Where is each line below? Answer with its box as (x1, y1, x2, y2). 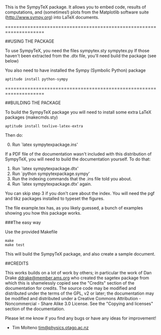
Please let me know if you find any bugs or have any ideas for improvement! (5, 315, 156, 321)
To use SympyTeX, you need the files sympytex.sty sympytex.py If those (5, 48, 150, 53)
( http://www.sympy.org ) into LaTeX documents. (5, 15, 100, 20)
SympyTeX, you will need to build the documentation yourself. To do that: (5, 156, 151, 162)
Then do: (5, 132, 23, 138)
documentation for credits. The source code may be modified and (5, 286, 136, 291)
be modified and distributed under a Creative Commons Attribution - (5, 296, 141, 301)
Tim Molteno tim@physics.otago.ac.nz (12, 325, 89, 330)
